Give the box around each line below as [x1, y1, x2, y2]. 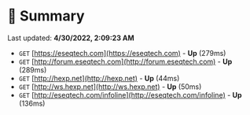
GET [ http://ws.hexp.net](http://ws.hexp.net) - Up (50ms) [18, 82, 202, 91]
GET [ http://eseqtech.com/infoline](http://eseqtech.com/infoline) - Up [18, 90, 242, 99]
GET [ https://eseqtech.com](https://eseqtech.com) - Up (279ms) [18, 48, 226, 57]
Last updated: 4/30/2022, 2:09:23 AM [7, 33, 134, 43]
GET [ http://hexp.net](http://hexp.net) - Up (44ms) [18, 73, 180, 83]
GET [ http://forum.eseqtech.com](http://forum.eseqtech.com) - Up [18, 57, 233, 66]
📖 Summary [7, 7, 85, 25]
